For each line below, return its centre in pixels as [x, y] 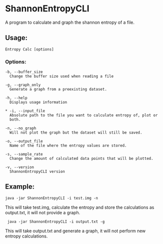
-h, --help [16, 98]
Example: [20, 187]
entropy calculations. [26, 236]
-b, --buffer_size [24, 72]
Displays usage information [39, 102]
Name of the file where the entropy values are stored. [68, 146]
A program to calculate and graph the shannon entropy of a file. [70, 22]
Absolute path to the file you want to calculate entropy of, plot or [84, 115]
